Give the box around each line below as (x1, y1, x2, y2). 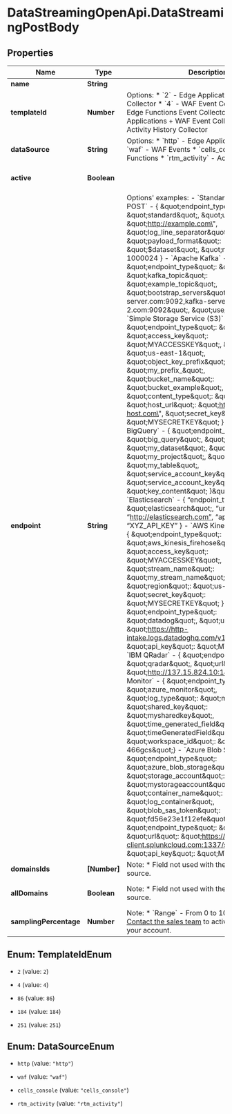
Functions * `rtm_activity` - (126, 153, 215, 163)
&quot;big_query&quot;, (126, 435, 204, 444)
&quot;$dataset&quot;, (126, 245, 200, 254)
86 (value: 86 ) (17, 994, 55, 1002)
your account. (126, 926, 172, 935)
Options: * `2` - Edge (126, 90, 196, 99)
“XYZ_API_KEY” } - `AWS (126, 521, 209, 530)
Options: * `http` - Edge (126, 136, 205, 146)
